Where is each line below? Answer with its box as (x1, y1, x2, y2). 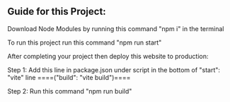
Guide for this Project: (7, 6, 106, 18)
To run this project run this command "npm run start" (7, 38, 162, 47)
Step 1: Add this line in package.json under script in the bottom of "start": (7, 65, 221, 74)
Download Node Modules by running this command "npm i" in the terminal (7, 24, 224, 33)
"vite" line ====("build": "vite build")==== (7, 73, 131, 81)
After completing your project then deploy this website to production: (7, 52, 209, 60)
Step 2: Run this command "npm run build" (7, 86, 132, 95)
